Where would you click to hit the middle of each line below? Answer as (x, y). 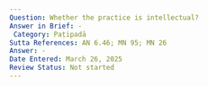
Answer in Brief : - (46, 26)
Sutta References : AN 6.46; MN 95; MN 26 (88, 43)
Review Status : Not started (62, 68)
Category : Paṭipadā (50, 34)
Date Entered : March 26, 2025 (66, 59)
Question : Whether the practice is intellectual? (104, 17)
